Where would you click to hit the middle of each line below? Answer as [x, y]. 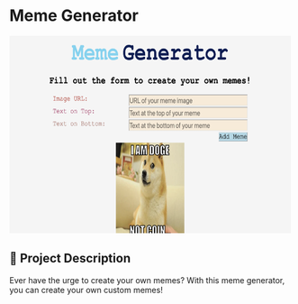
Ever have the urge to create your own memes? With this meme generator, [147, 280]
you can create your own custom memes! [86, 290]
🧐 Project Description [70, 258]
